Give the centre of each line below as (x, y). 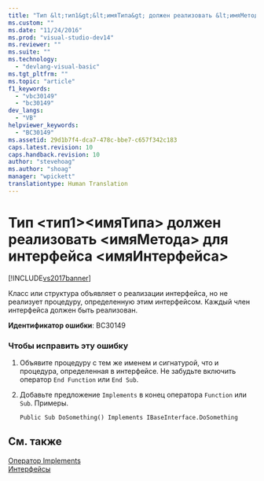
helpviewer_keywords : (44, 125)
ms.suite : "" (29, 52)
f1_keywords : (29, 89)
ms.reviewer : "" (35, 45)
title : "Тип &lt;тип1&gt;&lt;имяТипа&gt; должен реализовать (110, 15)
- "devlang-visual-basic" (58, 67)
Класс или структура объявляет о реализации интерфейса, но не (118, 293)
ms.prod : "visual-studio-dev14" (61, 37)
